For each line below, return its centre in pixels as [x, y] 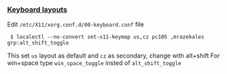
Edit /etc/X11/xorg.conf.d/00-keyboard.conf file [76, 25]
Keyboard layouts [37, 10]
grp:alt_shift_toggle [38, 43]
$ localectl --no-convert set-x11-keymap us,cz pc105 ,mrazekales [107, 37]
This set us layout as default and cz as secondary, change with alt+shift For [113, 56]
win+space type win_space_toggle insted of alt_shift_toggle [94, 63]
